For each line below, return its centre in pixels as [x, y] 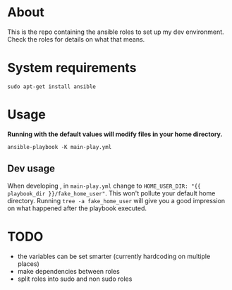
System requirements [72, 68]
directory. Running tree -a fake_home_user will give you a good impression [116, 200]
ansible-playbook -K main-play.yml [60, 147]
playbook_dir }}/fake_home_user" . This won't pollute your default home [111, 193]
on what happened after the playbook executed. [77, 208]
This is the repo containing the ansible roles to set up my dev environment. [116, 32]
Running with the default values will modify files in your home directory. [115, 134]
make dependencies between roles [68, 271]
